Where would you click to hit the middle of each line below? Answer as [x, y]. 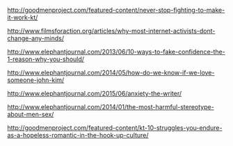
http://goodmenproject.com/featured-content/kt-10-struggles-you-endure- [115, 128]
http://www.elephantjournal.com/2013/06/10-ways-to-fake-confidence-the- [116, 52]
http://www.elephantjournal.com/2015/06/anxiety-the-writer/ [95, 94]
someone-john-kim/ [36, 80]
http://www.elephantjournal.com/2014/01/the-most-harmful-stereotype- [111, 107]
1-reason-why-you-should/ [46, 59]
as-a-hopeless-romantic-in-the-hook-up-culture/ [78, 135]
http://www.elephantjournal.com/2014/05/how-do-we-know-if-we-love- [111, 73]
